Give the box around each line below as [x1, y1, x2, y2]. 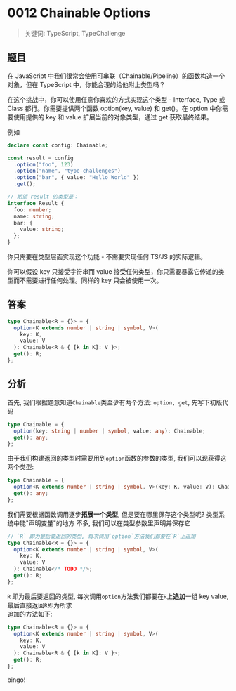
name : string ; [13, 213, 55, 220]
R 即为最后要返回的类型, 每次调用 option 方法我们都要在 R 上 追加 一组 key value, [7, 592, 229, 600]
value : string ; [20, 226, 65, 233]
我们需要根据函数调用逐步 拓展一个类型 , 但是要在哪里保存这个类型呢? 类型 [7, 510, 219, 518]
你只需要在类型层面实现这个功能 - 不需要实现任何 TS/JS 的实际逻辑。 [7, 253, 207, 261]
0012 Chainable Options [7, 5, 151, 21]
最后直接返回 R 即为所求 [7, 600, 72, 609]
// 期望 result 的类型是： [7, 193, 79, 200]
